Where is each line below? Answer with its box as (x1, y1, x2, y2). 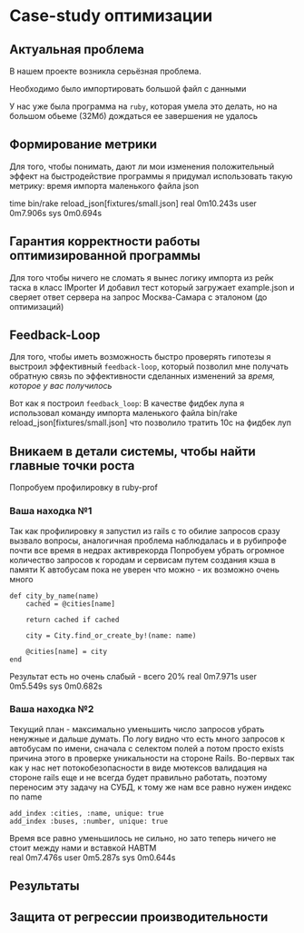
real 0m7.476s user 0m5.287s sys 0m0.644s (9, 851, 176, 863)
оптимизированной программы (9, 248, 201, 263)
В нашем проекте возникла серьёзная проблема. (9, 65, 201, 76)
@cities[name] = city (25, 647, 107, 656)
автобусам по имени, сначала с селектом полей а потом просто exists (9, 742, 284, 754)
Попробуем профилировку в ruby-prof (9, 482, 159, 493)
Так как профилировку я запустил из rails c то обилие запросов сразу (9, 525, 280, 536)
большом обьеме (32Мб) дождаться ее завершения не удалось (9, 111, 259, 121)
